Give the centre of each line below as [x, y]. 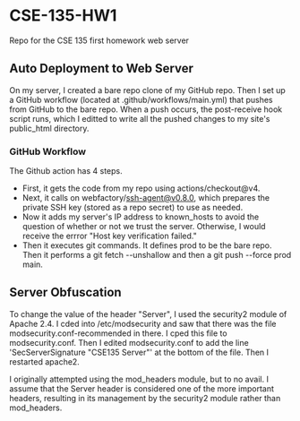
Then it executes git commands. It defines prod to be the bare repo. [147, 245]
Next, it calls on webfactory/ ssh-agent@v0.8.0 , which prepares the [146, 198]
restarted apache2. [45, 361]
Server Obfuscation [66, 292]
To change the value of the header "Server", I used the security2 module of [148, 314]
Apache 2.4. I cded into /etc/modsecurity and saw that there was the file [143, 323]
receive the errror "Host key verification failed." [109, 236]
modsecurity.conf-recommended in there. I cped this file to [118, 333]
